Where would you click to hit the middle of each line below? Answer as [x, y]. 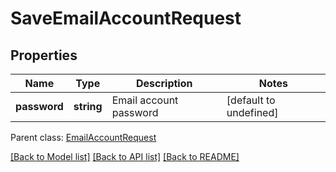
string [88, 106]
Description [164, 83]
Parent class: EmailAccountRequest [83, 137]
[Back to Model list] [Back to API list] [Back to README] [125, 156]
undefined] [252, 112]
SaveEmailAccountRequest [126, 18]
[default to [251, 100]
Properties [44, 55]
